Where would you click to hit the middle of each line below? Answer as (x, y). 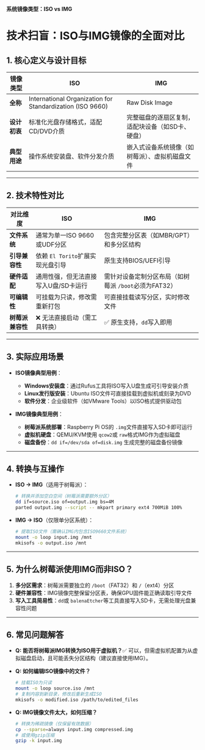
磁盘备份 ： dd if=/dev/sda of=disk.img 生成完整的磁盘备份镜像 (103, 442)
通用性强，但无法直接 (67, 276)
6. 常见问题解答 (35, 634)
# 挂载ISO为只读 (34, 683)
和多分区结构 (123, 244)
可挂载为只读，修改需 (67, 297)
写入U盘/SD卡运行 (62, 286)
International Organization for (70, 99)
